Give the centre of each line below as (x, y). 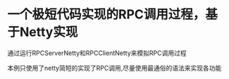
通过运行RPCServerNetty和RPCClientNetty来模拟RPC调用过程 (97, 53)
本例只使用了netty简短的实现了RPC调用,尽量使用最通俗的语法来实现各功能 (114, 68)
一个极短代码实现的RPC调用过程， (106, 14)
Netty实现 (49, 32)
